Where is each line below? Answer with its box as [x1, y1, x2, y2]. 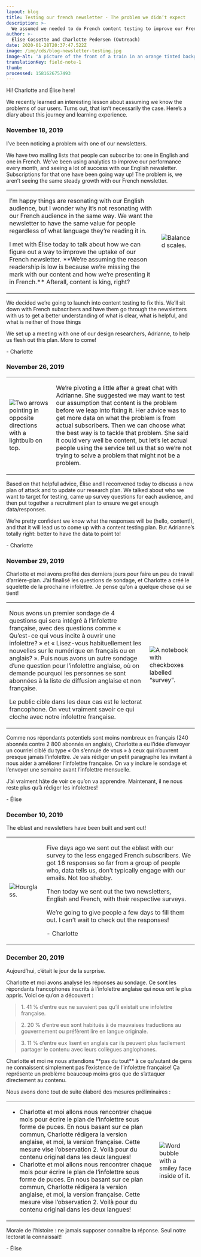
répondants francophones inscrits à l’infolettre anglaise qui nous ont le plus [6, 985, 192, 992]
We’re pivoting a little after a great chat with [56, 383, 178, 392]
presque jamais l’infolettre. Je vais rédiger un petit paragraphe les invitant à [6, 753, 193, 761]
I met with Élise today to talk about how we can [9, 240, 141, 248]
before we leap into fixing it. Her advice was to [56, 406, 187, 415]
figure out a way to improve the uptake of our [9, 248, 136, 256]
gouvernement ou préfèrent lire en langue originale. [20, 1027, 148, 1035]
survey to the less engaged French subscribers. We [46, 851, 191, 860]
